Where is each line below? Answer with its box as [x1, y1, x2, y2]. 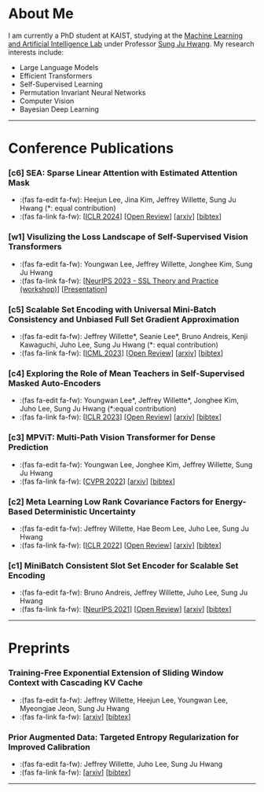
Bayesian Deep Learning [19, 104, 100, 114]
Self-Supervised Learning [19, 79, 104, 89]
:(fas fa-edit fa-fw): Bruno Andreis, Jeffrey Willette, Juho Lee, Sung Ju [19, 588, 248, 598]
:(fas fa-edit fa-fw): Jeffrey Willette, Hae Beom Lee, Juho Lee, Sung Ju [19, 524, 250, 533]
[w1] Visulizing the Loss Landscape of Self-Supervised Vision [8, 231, 249, 242]
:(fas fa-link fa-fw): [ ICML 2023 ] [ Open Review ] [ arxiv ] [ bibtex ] [19, 348, 224, 358]
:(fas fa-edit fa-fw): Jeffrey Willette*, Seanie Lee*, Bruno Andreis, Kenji [19, 332, 248, 341]
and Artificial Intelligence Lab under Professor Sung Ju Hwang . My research [8, 39, 255, 48]
